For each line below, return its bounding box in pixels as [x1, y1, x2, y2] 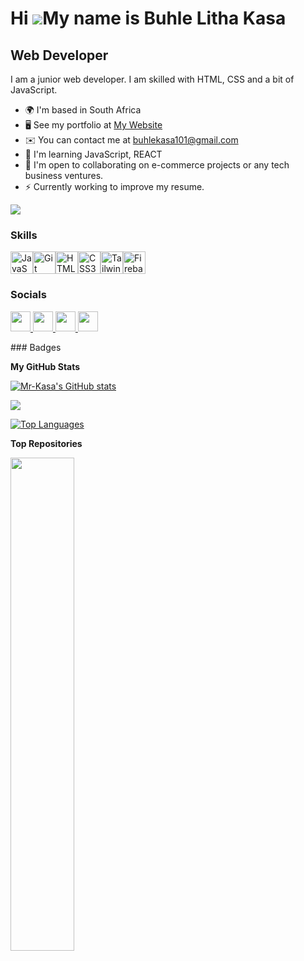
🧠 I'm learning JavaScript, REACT [24, 148, 163, 160]
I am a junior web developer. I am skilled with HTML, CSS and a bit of [10, 73, 295, 85]
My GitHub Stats [10, 360, 81, 372]
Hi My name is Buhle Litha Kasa [10, 7, 287, 30]
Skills [10, 228, 38, 242]
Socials [10, 288, 47, 302]
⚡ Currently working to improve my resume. [24, 181, 205, 192]
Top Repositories [10, 437, 83, 449]
